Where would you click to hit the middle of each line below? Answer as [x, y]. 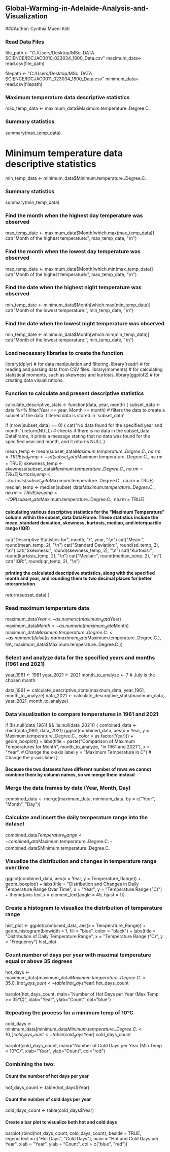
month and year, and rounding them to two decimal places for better [79, 578]
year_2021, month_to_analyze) [37, 701]
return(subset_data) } [27, 595]
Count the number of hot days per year [47, 1076]
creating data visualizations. [35, 380]
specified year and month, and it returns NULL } [55, 441]
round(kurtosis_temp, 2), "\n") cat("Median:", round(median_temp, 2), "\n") [83, 555]
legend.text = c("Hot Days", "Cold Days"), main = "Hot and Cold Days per [82, 1139]
